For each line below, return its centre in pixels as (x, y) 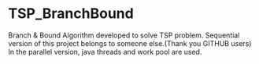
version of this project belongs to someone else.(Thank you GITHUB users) (130, 43)
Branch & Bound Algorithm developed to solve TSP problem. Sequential (124, 35)
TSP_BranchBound (71, 14)
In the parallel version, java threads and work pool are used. (105, 52)
